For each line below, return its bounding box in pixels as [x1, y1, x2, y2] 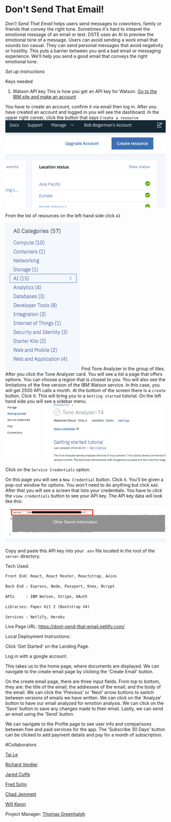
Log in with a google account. [5, 653, 68, 659]
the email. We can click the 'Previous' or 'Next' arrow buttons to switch [5, 689, 154, 695]
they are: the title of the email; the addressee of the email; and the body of [5, 683, 161, 690]
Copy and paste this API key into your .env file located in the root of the [5, 547, 155, 554]
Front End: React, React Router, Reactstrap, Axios [5, 574, 117, 579]
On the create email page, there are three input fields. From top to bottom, [5, 678, 160, 684]
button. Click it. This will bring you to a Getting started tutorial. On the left [5, 393, 161, 399]
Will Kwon [5, 801, 26, 807]
